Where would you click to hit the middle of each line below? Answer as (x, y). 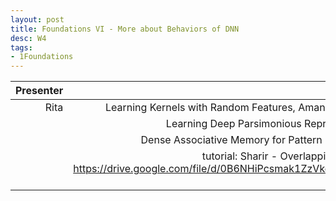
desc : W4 (28, 38)
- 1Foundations (42, 57)
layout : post (37, 19)
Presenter (39, 91)
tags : (21, 47)
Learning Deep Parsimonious (233, 124)
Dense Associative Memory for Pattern (231, 140)
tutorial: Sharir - (239, 156)
